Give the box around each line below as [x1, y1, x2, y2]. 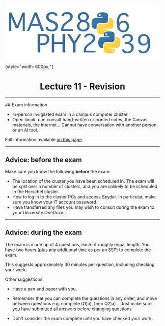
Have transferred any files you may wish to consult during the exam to [12, 204, 155, 210]
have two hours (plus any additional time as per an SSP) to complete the [5, 247, 151, 253]
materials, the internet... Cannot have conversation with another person [12, 122, 157, 128]
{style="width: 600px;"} [5, 64, 54, 70]
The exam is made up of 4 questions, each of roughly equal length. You [5, 241, 150, 247]
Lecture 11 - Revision [40, 81, 125, 92]
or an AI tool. [12, 127, 38, 133]
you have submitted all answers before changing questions [12, 306, 132, 312]
